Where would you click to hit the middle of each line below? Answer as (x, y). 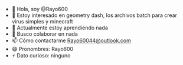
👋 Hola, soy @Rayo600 (40, 9)
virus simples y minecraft (42, 21)
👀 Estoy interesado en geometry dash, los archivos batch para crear (94, 15)
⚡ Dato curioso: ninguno (41, 55)
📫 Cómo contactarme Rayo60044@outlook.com (71, 40)
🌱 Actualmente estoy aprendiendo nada (60, 28)
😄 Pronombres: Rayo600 (43, 49)
